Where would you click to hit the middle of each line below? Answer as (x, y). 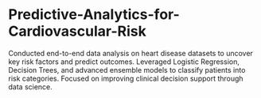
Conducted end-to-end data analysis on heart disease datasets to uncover (130, 53)
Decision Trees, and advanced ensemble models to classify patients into (127, 70)
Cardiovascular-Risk (78, 31)
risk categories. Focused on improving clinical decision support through (126, 78)
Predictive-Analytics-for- (94, 15)
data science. (31, 87)
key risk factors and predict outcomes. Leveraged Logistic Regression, (124, 62)
